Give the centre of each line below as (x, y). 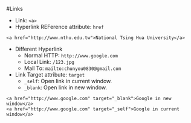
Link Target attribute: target (50, 74)
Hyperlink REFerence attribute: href (59, 27)
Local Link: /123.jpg (49, 62)
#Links (15, 9)
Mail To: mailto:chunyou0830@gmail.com (73, 68)
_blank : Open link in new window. (66, 87)
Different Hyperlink (39, 49)
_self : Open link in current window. (68, 81)
